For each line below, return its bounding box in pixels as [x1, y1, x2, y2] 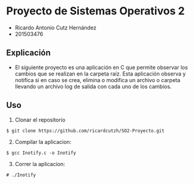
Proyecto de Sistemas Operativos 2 [6, 4, 185, 18]
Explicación [6, 48, 51, 58]
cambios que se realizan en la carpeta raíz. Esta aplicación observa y [14, 70, 186, 77]
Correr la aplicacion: [14, 160, 65, 167]
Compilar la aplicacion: [14, 138, 72, 145]
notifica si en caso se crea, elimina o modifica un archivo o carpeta [14, 76, 181, 83]
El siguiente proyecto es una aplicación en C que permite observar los [14, 64, 188, 71]
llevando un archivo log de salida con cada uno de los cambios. [14, 83, 172, 90]
